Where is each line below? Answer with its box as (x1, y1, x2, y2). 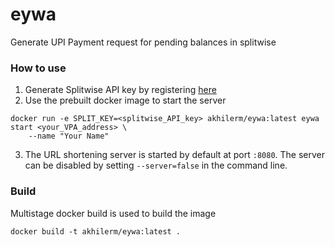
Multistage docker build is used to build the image (10, 207, 217, 219)
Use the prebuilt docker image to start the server (24, 94, 227, 107)
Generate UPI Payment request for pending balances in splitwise (10, 36, 277, 48)
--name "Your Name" (28, 131, 110, 142)
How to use (10, 61, 67, 75)
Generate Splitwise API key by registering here (24, 84, 217, 96)
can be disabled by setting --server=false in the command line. (24, 159, 288, 172)
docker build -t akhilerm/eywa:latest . (10, 226, 182, 237)
